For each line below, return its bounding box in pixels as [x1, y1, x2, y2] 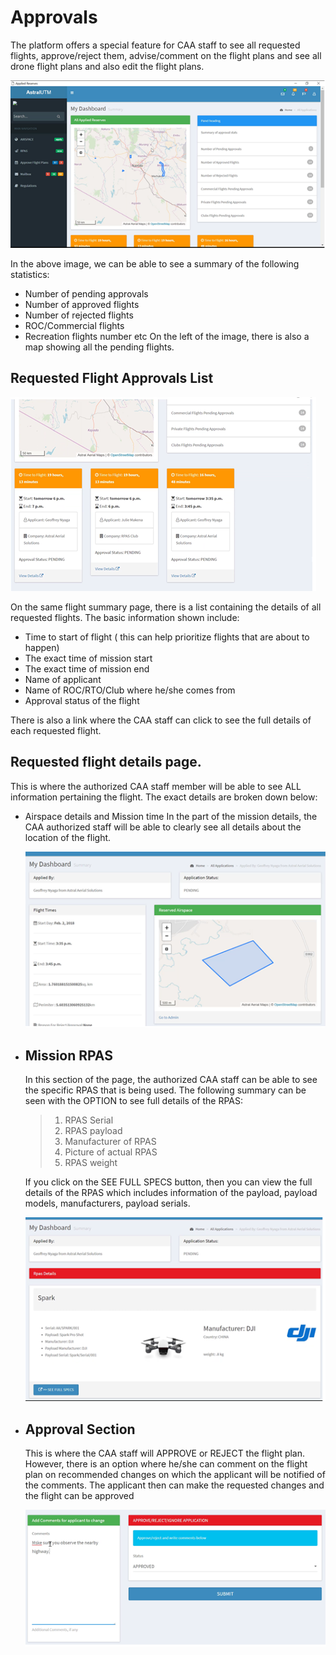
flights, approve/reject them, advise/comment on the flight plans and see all [10, 49, 322, 61]
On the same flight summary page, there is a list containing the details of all [10, 601, 322, 613]
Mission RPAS [24, 1047, 113, 1064]
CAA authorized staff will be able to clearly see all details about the [24, 821, 302, 833]
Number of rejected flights [24, 309, 134, 321]
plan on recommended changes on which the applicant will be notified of [24, 1468, 326, 1480]
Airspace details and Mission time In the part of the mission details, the [24, 810, 318, 822]
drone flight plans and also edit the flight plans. [10, 60, 205, 72]
